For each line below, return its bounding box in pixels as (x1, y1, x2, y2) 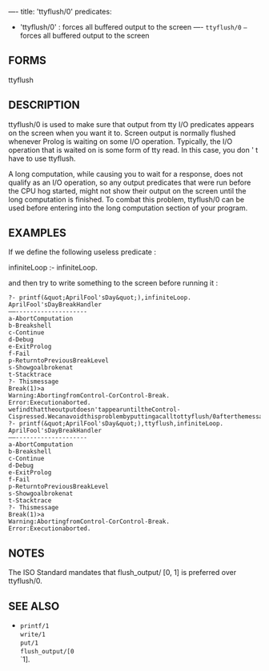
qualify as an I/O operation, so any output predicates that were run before (8, 178, 251, 187)
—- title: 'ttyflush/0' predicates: (8, 7, 112, 16)
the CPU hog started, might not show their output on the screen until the (8, 186, 247, 195)
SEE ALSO (8, 599, 60, 613)
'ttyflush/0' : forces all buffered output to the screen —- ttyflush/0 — (19, 22, 247, 31)
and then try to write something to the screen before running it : (8, 278, 219, 288)
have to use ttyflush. (8, 154, 76, 163)
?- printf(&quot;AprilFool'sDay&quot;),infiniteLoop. (8, 294, 192, 302)
